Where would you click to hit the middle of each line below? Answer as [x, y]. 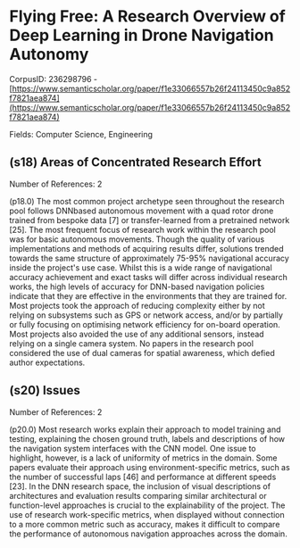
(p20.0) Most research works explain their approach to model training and [145, 429]
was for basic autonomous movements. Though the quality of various [137, 239]
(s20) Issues [45, 390]
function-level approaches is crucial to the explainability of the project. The [147, 505]
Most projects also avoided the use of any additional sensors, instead [137, 334]
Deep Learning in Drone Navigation [142, 35]
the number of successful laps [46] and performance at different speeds [143, 477]
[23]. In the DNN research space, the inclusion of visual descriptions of [140, 486]
